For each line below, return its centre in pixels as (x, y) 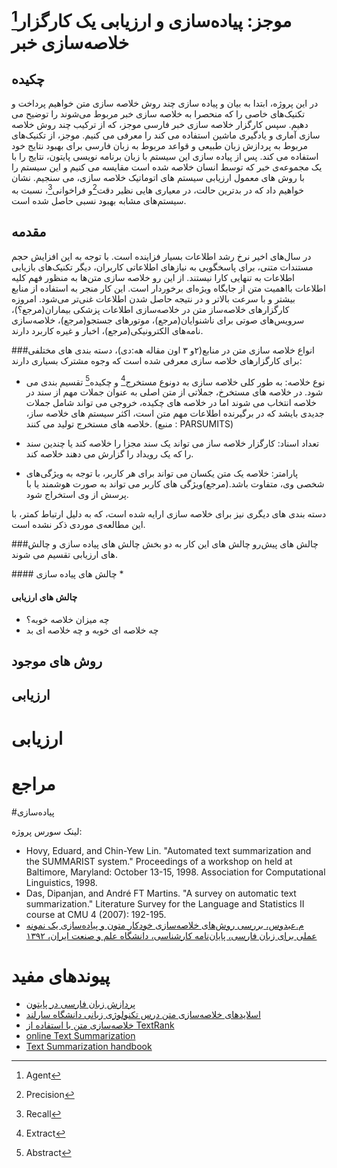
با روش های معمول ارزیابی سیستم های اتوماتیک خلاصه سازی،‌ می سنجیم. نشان (158, 178)
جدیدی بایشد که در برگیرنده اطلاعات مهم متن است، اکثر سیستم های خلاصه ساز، (175, 413)
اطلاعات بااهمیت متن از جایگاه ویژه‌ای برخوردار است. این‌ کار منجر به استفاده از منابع (168, 288)
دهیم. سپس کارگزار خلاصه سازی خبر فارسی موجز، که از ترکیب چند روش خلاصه (160, 125)
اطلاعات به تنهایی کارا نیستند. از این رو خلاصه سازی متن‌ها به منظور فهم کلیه (153, 277)
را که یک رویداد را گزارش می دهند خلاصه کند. (109, 454)
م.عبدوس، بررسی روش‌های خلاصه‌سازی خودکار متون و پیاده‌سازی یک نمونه (164, 925)
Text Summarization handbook (89, 1046)
